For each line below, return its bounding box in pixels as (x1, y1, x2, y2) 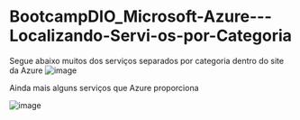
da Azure (9, 65, 43, 76)
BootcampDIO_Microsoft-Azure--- (9, 6, 272, 27)
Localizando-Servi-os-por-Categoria (9, 25, 293, 46)
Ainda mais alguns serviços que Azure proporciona (9, 82, 200, 93)
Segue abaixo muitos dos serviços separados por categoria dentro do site (9, 55, 285, 66)
